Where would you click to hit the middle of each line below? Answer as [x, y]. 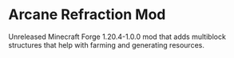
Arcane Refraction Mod [87, 15]
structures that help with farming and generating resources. [107, 44]
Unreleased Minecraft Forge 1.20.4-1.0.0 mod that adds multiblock [117, 37]
